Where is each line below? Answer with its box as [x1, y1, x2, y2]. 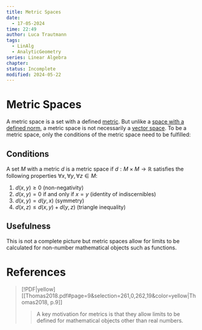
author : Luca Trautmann [6, 32, 67, 38]
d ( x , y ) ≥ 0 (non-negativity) [15, 184, 84, 191]
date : [6, 15, 20, 21]
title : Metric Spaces [6, 9, 62, 15]
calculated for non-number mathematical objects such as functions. [6, 244, 177, 251]
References [6, 265, 66, 279]
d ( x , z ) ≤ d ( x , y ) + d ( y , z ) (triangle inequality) [15, 204, 126, 211]
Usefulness [6, 221, 51, 232]
